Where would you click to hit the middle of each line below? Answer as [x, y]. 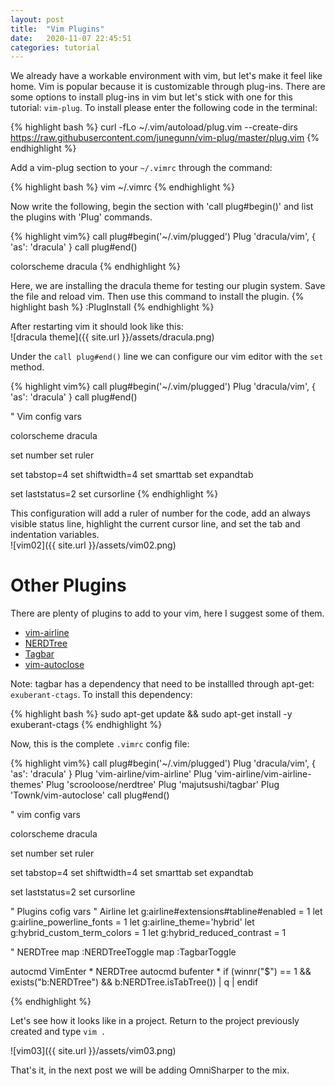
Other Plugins [68, 585]
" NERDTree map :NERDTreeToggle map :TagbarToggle [123, 952]
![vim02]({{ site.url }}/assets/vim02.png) [93, 545]
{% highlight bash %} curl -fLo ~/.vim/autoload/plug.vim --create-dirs [154, 127]
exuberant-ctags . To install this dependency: [101, 695]
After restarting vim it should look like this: [97, 327]
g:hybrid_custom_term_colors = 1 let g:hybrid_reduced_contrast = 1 [148, 933]
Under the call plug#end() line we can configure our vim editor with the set [167, 357]
